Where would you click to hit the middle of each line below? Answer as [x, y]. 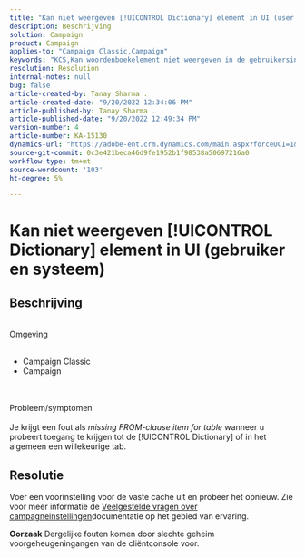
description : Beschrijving [60, 26]
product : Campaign [44, 43]
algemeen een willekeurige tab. [68, 446]
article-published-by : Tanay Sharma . [83, 111]
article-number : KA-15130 [58, 136]
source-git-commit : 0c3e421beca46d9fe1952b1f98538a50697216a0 [129, 152]
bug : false [30, 85]
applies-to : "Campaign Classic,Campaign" [89, 52]
